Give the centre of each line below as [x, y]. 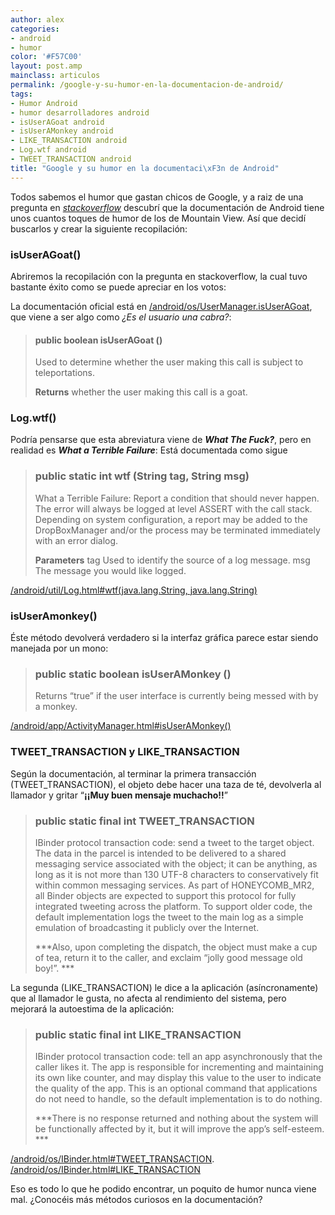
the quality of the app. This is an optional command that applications [176, 1088]
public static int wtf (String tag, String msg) [142, 476]
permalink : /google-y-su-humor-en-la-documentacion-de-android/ [147, 85]
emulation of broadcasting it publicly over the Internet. [147, 927]
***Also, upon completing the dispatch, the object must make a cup [176, 947]
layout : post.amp [46, 66]
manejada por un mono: [59, 648]
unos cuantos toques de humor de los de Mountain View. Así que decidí [158, 218]
